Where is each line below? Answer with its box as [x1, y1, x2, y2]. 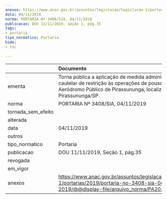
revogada [7, 157, 30, 164]
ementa [7, 83, 26, 90]
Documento [58, 65, 87, 72]
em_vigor [7, 165, 29, 172]
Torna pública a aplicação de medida [58, 73, 145, 80]
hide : [5, 40, 16, 45]
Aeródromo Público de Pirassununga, [58, 86, 146, 93]
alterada [7, 116, 27, 123]
